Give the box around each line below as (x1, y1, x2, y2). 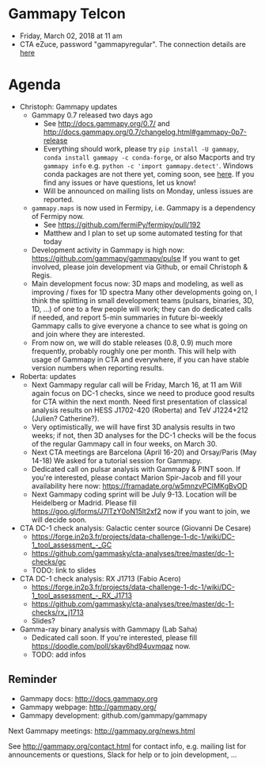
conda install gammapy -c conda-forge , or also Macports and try (43, 152, 256, 162)
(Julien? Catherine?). (31, 413, 100, 423)
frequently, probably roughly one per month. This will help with (31, 346, 237, 355)
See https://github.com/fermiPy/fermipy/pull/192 (43, 220, 201, 229)
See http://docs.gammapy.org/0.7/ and (43, 118, 170, 128)
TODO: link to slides (31, 565, 97, 575)
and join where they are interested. (31, 329, 146, 339)
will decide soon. (31, 515, 87, 524)
